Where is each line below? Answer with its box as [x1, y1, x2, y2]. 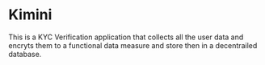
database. [8, 49, 42, 59]
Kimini [8, 6, 53, 24]
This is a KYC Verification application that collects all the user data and [8, 32, 244, 42]
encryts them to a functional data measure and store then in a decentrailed [8, 40, 258, 50]
